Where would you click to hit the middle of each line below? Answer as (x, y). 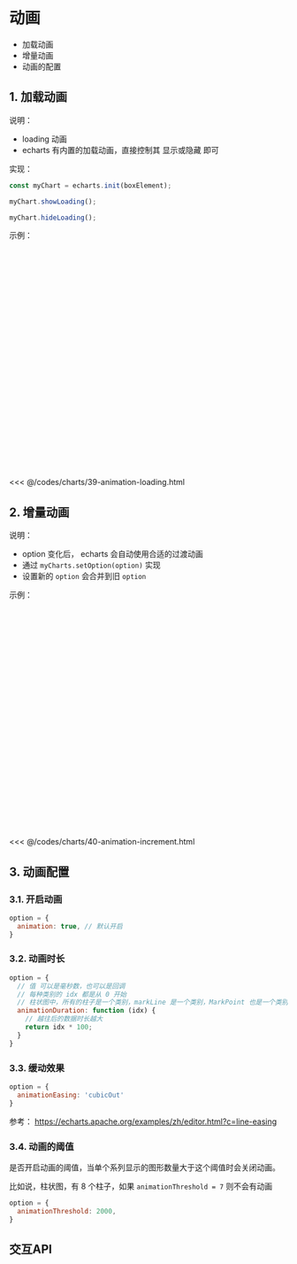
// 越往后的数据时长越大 (64, 1019)
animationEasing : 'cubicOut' (71, 1095)
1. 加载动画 (38, 97)
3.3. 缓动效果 (37, 1067)
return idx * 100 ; (59, 1028)
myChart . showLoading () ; (53, 201)
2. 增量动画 (39, 512)
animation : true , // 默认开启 (70, 926)
